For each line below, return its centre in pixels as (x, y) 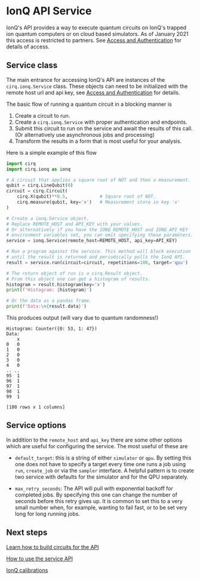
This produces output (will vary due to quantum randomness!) (82, 318)
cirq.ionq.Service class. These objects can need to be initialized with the (97, 86)
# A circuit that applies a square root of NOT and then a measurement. (99, 180)
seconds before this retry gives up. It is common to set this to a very (99, 501)
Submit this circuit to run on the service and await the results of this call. (104, 128)
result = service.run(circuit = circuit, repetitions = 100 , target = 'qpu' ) (97, 262)
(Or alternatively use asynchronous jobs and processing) (85, 134)
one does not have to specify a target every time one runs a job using (100, 464)
